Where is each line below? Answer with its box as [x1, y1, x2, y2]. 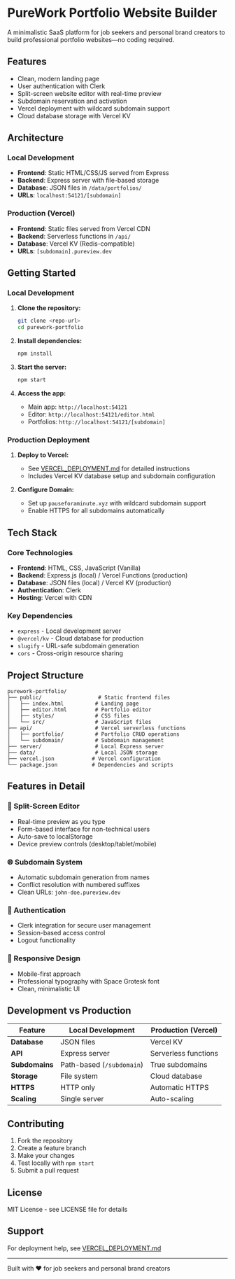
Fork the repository [17, 1136, 73, 1145]
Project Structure [7, 669, 84, 681]
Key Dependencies [7, 610, 73, 620]
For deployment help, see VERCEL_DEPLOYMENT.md [7, 1244, 162, 1252]
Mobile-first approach [17, 970, 81, 978]
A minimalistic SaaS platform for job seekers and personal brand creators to [7, 28, 226, 36]
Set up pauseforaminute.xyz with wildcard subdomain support [27, 499, 206, 508]
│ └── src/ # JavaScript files [7, 719, 152, 726]
